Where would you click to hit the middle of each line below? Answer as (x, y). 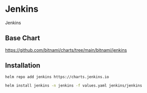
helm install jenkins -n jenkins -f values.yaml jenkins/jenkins (73, 86)
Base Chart (23, 38)
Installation (23, 66)
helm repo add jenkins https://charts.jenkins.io (57, 77)
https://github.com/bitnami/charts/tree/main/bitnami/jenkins (66, 50)
